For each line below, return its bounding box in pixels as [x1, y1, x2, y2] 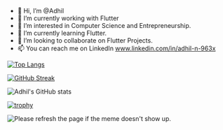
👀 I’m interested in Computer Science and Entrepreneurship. [17, 22, 191, 29]
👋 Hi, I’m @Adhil [17, 7, 65, 15]
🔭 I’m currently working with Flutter [17, 14, 119, 22]
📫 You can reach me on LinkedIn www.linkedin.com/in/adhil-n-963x [17, 44, 216, 52]
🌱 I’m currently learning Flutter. [17, 29, 107, 37]
